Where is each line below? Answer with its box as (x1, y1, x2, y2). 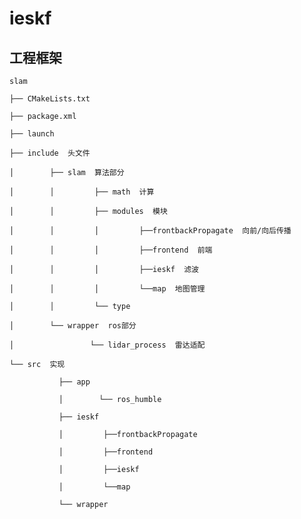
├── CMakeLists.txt (9, 94, 91, 104)
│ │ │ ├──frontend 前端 (9, 245, 213, 255)
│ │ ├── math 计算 (9, 187, 155, 197)
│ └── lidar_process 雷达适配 (9, 340, 206, 350)
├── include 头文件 (9, 148, 91, 158)
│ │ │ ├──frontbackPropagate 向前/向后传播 (9, 226, 292, 236)
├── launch (9, 129, 55, 139)
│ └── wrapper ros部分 (9, 321, 137, 331)
